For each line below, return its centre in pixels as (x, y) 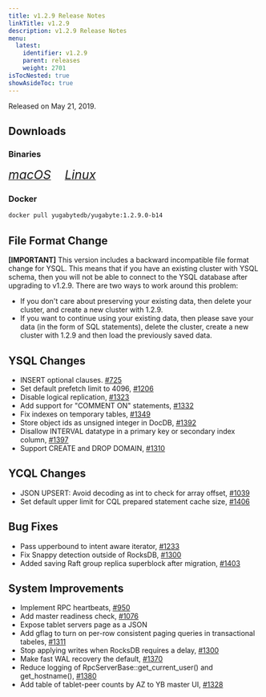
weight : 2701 (44, 68)
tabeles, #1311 (43, 642)
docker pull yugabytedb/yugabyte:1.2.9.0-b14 (85, 215)
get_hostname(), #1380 (58, 676)
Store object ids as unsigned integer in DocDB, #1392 (108, 422)
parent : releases (52, 61)
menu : (17, 38)
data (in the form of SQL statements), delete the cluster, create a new (134, 327)
